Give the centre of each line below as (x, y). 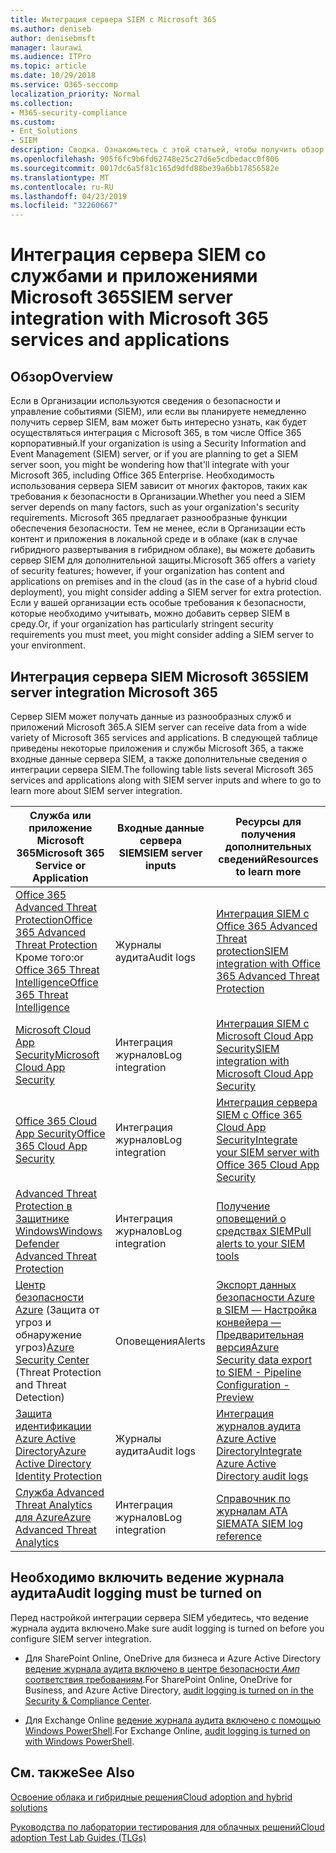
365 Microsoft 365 (60, 853)
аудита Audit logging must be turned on (136, 1593)
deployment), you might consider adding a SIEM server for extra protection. (166, 592)
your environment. (48, 645)
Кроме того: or (50, 957)
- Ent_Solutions (44, 131)
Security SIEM (248, 1048)
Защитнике (42, 1218)
